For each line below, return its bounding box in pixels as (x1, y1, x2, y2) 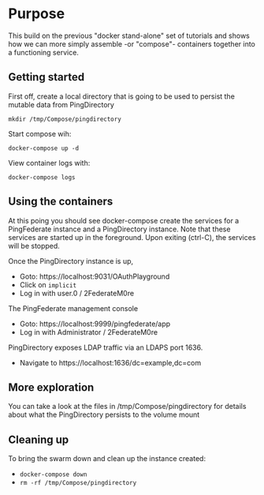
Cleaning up (8, 433, 69, 446)
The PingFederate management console (8, 303, 139, 313)
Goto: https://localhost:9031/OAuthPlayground (19, 272, 170, 281)
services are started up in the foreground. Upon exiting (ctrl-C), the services (8, 232, 256, 242)
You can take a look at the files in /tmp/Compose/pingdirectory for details (8, 402, 247, 411)
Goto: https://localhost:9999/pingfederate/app (19, 319, 171, 328)
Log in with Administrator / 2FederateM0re (19, 327, 158, 336)
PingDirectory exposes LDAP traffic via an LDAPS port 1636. (8, 343, 203, 352)
